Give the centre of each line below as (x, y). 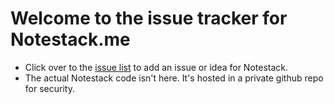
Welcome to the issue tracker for (149, 18)
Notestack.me (70, 39)
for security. (49, 88)
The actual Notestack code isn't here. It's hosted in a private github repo (174, 78)
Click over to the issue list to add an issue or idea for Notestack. (156, 67)
